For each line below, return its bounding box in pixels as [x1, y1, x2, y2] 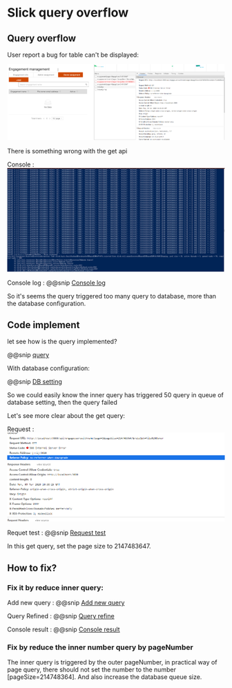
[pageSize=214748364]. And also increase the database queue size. [7, 673, 202, 681]
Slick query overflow [7, 5, 129, 21]
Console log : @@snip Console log [7, 278, 106, 287]
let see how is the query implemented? [7, 337, 117, 346]
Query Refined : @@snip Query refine [7, 612, 115, 620]
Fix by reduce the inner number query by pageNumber [7, 642, 193, 652]
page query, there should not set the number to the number [7, 665, 176, 674]
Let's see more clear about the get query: [7, 412, 126, 420]
